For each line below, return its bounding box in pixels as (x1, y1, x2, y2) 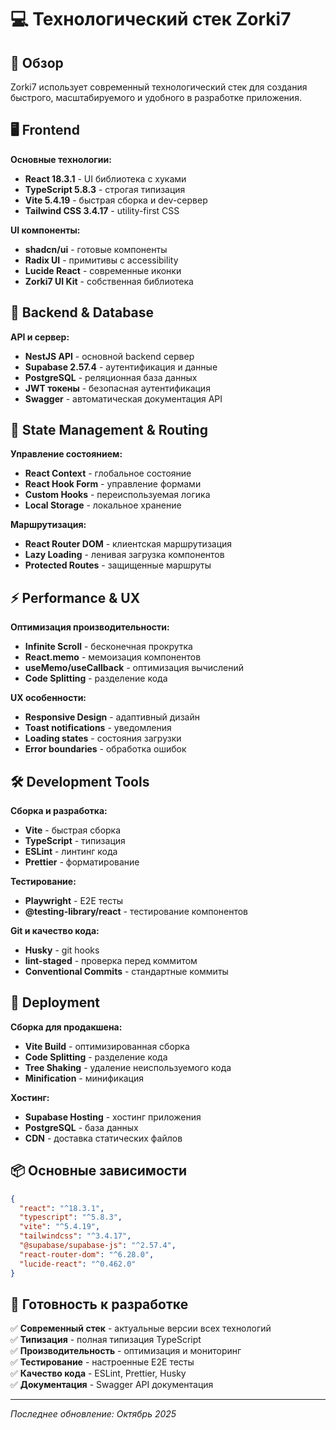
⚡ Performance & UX (10, 589, 141, 606)
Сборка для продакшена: (10, 1021, 123, 1033)
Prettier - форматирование (24, 856, 140, 868)
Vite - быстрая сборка (24, 824, 122, 836)
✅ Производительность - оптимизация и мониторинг (10, 1345, 242, 1357)
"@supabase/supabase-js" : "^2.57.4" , (19, 1241, 177, 1251)
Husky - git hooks (24, 944, 100, 956)
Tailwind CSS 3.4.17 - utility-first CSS (24, 204, 180, 216)
